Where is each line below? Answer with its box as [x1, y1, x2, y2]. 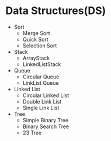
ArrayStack [22, 54, 50, 61]
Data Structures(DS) [5, 4, 106, 18]
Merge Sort [22, 29, 50, 36]
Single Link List [22, 104, 60, 111]
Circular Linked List [22, 92, 70, 99]
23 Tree [22, 129, 42, 136]
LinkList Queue [22, 79, 59, 86]
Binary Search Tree [22, 123, 70, 130]
